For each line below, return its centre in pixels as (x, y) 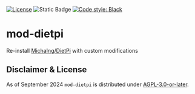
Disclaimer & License (47, 70)
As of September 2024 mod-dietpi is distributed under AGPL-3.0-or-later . (97, 84)
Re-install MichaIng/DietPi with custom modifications (72, 50)
